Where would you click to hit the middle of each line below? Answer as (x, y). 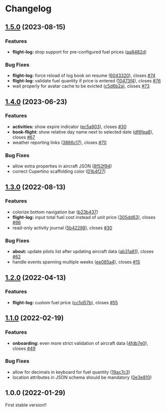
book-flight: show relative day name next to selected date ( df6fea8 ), (83, 132)
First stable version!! (26, 405)
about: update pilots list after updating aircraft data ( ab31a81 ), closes (83, 252)
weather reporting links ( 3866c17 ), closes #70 (59, 142)
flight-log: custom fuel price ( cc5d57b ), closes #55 (65, 302)
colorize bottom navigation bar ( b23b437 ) (55, 212)
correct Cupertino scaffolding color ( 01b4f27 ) (59, 171)
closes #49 (24, 348)
